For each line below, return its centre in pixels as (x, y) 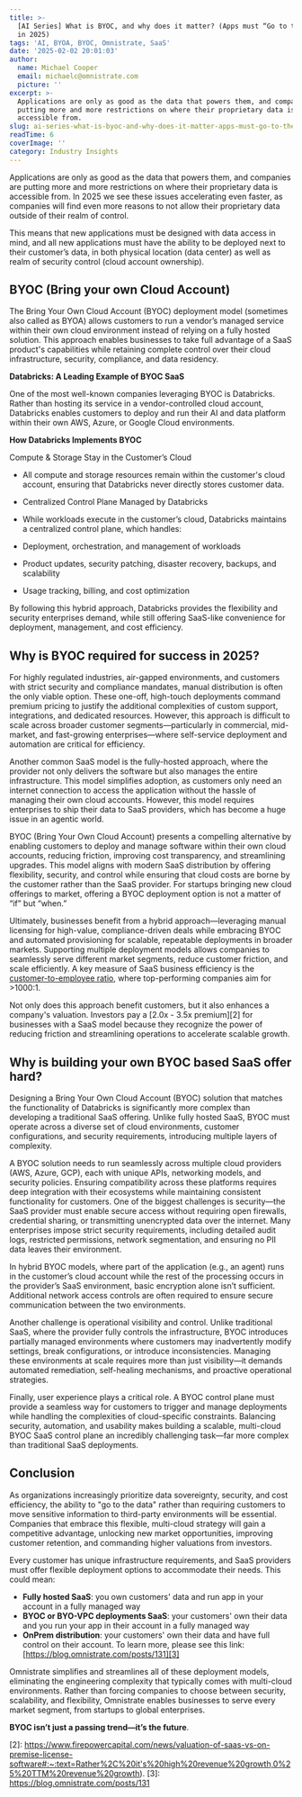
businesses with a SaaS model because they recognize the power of (136, 1024)
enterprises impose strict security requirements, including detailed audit (143, 1230)
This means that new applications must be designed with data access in (142, 233)
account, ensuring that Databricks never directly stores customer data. (153, 485)
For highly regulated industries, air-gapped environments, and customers (145, 678)
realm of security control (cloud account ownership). (107, 261)
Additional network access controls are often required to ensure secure (142, 1296)
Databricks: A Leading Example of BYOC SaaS (97, 377)
